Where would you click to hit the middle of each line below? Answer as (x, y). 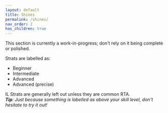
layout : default (22, 10)
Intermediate (26, 73)
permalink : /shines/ (27, 19)
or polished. (18, 49)
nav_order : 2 (19, 24)
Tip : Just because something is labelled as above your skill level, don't (79, 100)
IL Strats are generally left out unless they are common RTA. (68, 94)
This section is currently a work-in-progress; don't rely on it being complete (84, 43)
